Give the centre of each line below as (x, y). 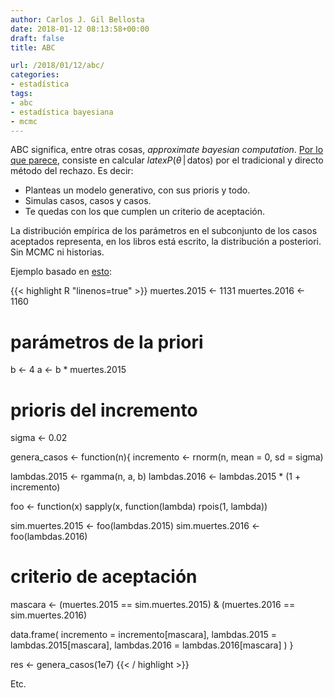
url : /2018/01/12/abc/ (57, 66)
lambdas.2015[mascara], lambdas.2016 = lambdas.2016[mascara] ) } (152, 645)
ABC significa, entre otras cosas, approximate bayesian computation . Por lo (167, 150)
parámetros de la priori (107, 342)
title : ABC (33, 47)
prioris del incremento (104, 410)
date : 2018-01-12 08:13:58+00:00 (80, 29)
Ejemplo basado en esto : (61, 272)
